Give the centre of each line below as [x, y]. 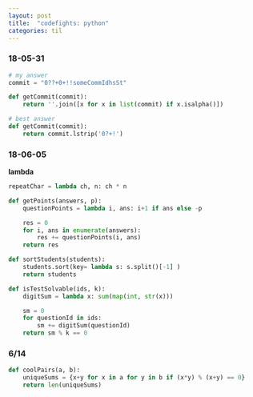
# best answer [32, 119]
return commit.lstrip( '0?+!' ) [73, 134]
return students [50, 274]
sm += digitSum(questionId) [84, 326]
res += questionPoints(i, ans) [89, 238]
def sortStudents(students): [57, 260]
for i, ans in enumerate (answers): [82, 230]
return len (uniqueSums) [62, 385]
